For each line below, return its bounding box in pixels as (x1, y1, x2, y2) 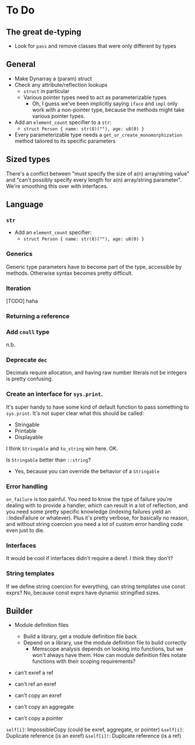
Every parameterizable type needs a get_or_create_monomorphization (14, 131, 183, 138)
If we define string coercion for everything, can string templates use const (6, 582, 186, 590)
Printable (14, 427, 37, 434)
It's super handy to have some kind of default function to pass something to (6, 403, 189, 410)
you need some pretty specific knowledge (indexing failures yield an (6, 508, 171, 515)
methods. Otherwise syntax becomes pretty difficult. (6, 269, 134, 277)
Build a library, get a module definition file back (23, 633, 138, 640)
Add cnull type (6, 328, 50, 336)
